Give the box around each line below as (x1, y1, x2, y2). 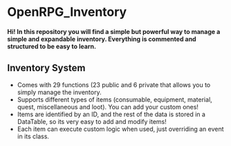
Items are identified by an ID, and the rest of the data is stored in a (17, 110, 206, 118)
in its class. (17, 132, 50, 140)
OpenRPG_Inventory (7, 4, 127, 20)
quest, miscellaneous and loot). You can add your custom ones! (17, 102, 199, 111)
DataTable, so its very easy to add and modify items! (17, 117, 167, 125)
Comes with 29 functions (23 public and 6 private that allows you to (17, 80, 211, 89)
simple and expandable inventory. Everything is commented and (7, 35, 196, 43)
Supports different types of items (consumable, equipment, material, (17, 95, 212, 104)
